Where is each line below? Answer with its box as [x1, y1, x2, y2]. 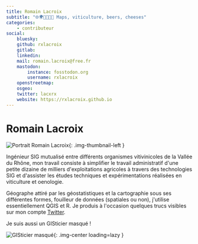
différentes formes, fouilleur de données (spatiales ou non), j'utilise [6, 196, 170, 203]
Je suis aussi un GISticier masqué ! [6, 220, 92, 227]
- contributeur [17, 25, 54, 31]
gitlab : [17, 47, 35, 53]
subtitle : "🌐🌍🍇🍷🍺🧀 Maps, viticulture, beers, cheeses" [6, 14, 147, 20]
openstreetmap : [17, 80, 54, 86]
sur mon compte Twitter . [6, 208, 66, 216]
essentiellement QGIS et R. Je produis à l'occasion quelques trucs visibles [6, 202, 187, 209]
